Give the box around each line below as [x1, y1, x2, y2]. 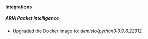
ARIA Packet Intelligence [5, 15, 59, 21]
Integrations [5, 4, 32, 10]
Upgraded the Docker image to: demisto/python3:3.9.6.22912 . [12, 28, 143, 34]
